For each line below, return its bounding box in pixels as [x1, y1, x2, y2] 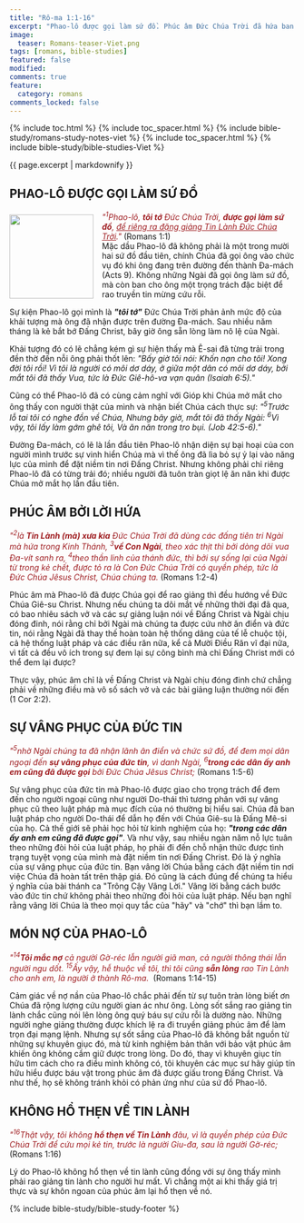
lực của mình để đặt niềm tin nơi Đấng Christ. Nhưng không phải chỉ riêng [9, 459, 284, 470]
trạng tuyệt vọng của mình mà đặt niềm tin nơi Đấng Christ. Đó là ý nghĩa [9, 851, 281, 863]
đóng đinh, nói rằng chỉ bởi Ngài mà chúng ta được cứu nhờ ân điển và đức [9, 618, 290, 629]
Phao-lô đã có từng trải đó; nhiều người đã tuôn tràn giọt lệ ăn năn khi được [9, 469, 290, 480]
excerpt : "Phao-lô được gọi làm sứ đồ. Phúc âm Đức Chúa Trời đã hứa [9, 22, 279, 31]
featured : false [9, 55, 71, 65]
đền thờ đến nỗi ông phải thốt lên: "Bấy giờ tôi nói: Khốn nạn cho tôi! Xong [9, 353, 288, 363]
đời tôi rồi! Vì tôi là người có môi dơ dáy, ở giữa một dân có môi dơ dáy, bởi [9, 363, 289, 373]
